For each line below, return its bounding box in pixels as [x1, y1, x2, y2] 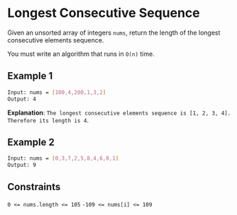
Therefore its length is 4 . [7, 115, 89, 124]
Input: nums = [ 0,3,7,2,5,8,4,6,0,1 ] [7, 155, 119, 162]
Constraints [7, 181, 61, 193]
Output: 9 [7, 161, 37, 169]
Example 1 [7, 70, 53, 82]
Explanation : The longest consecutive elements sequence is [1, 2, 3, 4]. [7, 108, 231, 117]
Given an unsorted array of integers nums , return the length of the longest [7, 28, 221, 37]
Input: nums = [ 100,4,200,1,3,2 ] [7, 88, 106, 96]
